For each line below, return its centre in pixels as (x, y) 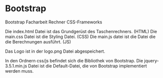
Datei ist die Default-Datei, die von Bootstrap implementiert (88, 66)
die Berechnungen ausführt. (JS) (38, 41)
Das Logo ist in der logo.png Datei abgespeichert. (55, 51)
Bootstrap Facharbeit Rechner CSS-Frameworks (54, 22)
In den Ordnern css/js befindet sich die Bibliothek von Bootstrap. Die (74, 60)
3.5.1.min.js (16, 66)
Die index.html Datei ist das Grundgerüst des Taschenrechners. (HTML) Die (81, 31)
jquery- (151, 60)
